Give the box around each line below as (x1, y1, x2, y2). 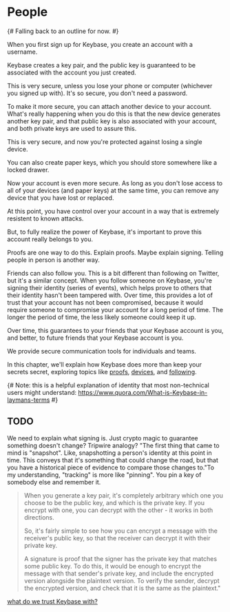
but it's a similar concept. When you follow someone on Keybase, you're (7, 276, 212, 285)
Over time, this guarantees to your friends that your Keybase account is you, (7, 326, 224, 334)
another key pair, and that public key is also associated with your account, (7, 116, 217, 125)
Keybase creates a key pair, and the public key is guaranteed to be (7, 61, 196, 69)
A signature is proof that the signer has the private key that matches (23, 554, 218, 562)
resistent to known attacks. (7, 214, 84, 223)
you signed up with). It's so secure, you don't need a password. (7, 89, 188, 97)
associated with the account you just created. (7, 68, 136, 76)
